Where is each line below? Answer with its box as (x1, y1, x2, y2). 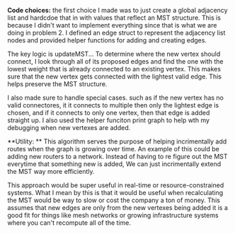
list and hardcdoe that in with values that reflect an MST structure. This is (7, 13, 222, 22)
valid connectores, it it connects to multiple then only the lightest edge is (7, 101, 219, 109)
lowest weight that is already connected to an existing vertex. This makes (7, 65, 222, 73)
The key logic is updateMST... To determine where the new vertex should (7, 49, 221, 58)
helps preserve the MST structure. (7, 80, 108, 88)
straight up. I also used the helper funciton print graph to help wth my (7, 116, 210, 124)
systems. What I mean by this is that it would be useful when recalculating (7, 189, 224, 197)
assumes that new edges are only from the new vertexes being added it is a (7, 204, 229, 211)
